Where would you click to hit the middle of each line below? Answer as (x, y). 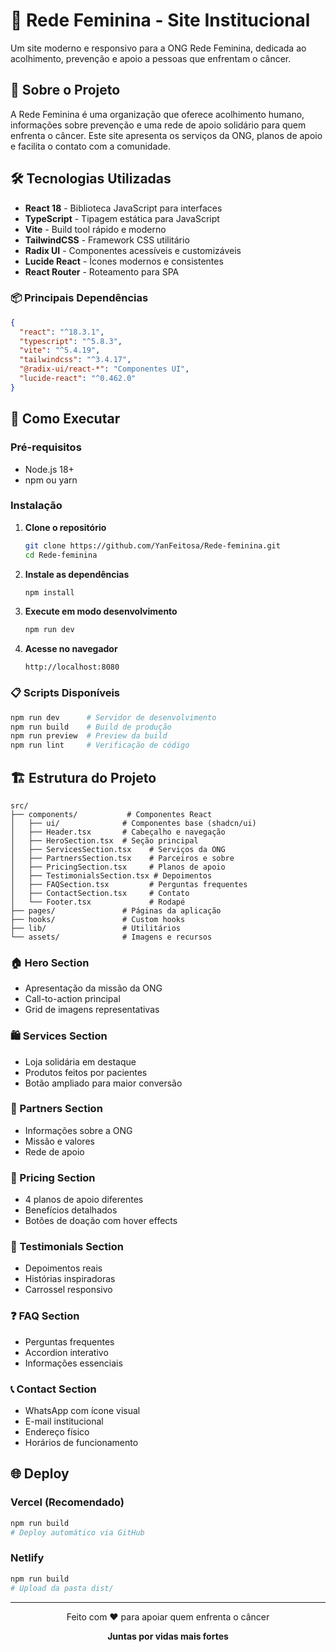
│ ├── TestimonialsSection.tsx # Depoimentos (111, 875)
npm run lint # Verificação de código (100, 745)
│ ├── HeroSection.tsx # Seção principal (104, 840)
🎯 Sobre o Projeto (65, 90)
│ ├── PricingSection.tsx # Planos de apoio (118, 867)
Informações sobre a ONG (78, 1130)
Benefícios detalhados (71, 1210)
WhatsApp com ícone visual (82, 1411)
